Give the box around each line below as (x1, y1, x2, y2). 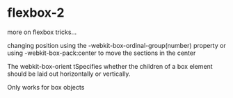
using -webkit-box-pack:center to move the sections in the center (7, 49, 196, 57)
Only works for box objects (7, 83, 85, 91)
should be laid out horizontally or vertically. (7, 70, 131, 78)
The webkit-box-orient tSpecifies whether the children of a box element (7, 62, 214, 70)
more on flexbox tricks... (7, 28, 77, 36)
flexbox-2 (7, 5, 65, 21)
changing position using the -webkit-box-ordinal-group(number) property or (7, 41, 226, 49)
